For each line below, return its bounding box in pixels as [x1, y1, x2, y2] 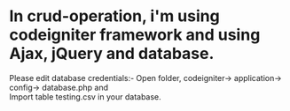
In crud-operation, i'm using [9, 6, 220, 26]
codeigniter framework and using [9, 25, 261, 45]
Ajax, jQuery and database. [9, 44, 215, 63]
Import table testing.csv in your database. [9, 91, 161, 102]
